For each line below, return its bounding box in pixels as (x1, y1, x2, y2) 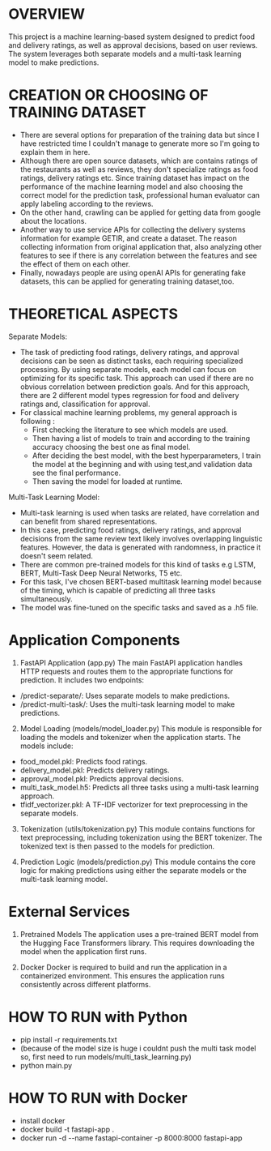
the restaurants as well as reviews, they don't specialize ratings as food (19, 164, 259, 174)
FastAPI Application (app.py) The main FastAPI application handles (19, 657, 243, 667)
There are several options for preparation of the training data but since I (19, 130, 260, 139)
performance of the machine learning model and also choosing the (19, 182, 243, 191)
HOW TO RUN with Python (8, 1008, 188, 1026)
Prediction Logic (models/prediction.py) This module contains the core (19, 857, 256, 866)
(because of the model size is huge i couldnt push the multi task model (19, 1043, 256, 1053)
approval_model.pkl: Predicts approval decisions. (19, 773, 184, 783)
